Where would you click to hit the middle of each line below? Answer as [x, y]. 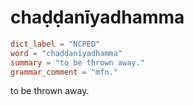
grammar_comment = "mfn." [64, 72]
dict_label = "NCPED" [55, 44]
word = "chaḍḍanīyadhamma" [66, 53]
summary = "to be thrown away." [77, 62]
